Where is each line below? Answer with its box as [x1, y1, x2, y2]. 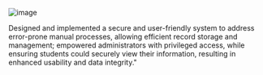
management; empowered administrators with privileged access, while [8, 40, 245, 50]
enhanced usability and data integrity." [8, 57, 138, 67]
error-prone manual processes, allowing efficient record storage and [8, 32, 238, 41]
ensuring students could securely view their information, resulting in [8, 49, 236, 58]
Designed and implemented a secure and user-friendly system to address [8, 23, 255, 32]
